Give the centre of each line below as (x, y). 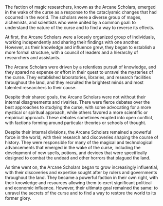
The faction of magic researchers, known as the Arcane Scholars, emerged (80, 7)
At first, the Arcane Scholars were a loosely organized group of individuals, (80, 37)
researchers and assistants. (33, 57)
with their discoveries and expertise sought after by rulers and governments (81, 172)
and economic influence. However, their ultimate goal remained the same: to (81, 188)
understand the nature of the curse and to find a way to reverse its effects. (80, 28)
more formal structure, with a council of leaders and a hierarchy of (72, 52)
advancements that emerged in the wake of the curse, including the (73, 148)
